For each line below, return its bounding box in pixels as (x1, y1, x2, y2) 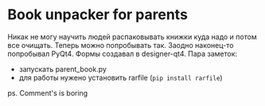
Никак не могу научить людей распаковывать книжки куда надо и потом (7, 32, 257, 41)
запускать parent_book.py (18, 64, 107, 73)
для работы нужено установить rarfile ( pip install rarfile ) (18, 73, 224, 82)
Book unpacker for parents (7, 6, 189, 24)
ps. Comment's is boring (7, 88, 88, 97)
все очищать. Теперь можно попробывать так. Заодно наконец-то (7, 40, 234, 49)
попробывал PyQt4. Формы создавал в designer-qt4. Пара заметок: (7, 49, 238, 58)
